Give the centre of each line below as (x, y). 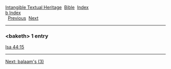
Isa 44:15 (15, 47)
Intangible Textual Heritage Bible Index (47, 7)
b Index (13, 13)
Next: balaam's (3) (25, 62)
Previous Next (23, 18)
